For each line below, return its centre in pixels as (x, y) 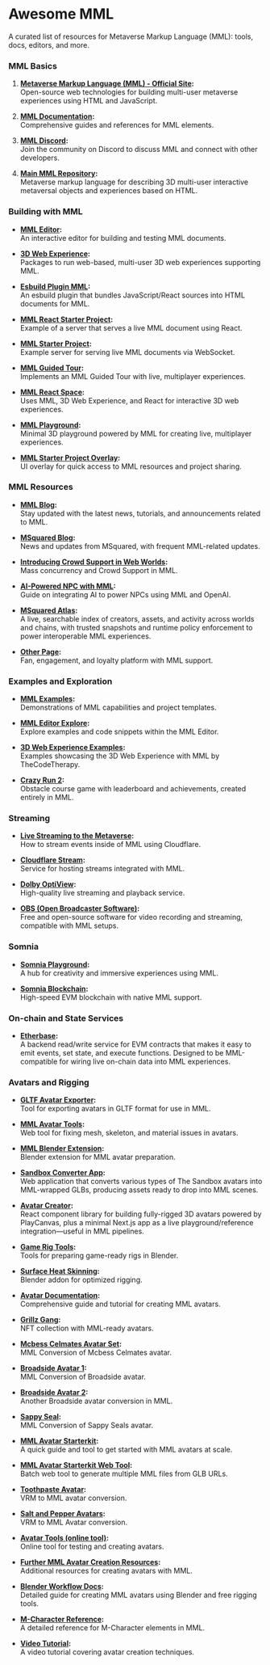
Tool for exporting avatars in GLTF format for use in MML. (115, 1109)
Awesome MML (61, 14)
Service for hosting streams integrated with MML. (102, 869)
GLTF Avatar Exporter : (58, 1100)
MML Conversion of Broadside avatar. (83, 1377)
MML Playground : (50, 424)
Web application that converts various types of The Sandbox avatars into (141, 1182)
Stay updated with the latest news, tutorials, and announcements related (140, 513)
